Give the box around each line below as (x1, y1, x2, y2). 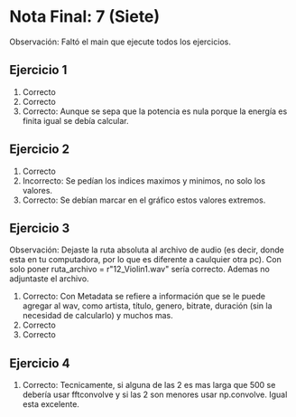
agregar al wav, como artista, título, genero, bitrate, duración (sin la (22, 300, 273, 311)
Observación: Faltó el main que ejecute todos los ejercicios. (9, 36, 232, 47)
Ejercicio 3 (9, 220, 70, 236)
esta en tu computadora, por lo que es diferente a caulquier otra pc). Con (9, 254, 282, 265)
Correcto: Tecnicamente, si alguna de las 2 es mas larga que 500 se (22, 380, 276, 391)
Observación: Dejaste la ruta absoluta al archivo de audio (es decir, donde (9, 244, 284, 255)
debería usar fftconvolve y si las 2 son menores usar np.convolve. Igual (22, 389, 288, 400)
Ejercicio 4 (9, 355, 70, 371)
